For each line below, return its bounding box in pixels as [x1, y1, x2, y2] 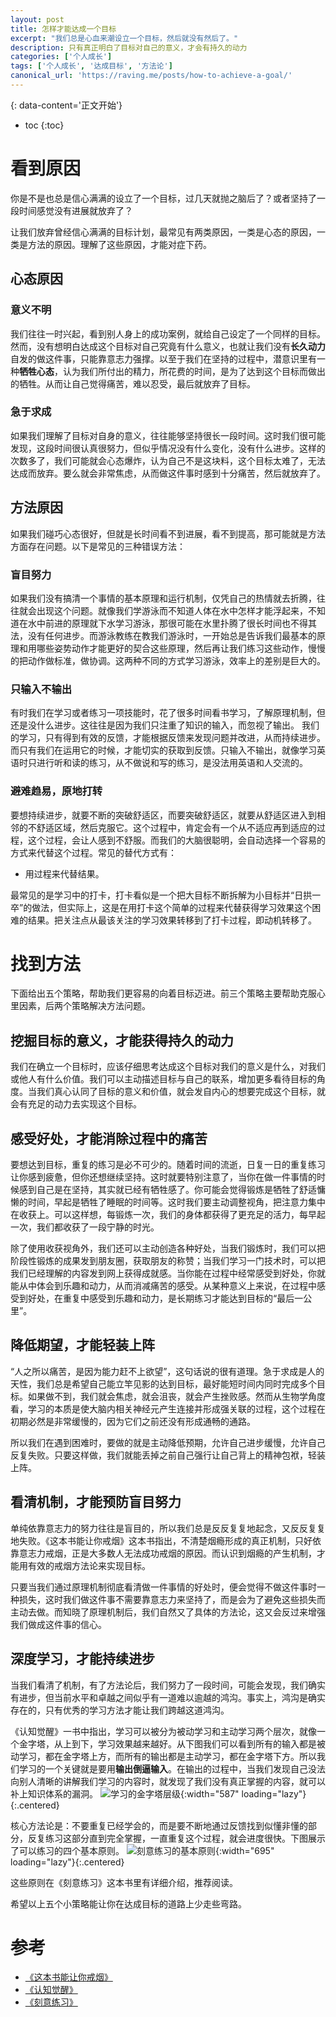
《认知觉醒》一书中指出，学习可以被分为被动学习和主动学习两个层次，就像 [10, 1725, 317, 1737]
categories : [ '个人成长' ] [10, 52, 113, 62]
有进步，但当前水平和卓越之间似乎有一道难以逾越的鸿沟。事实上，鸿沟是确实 [10, 1691, 326, 1703]
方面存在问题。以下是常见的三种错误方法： [10, 540, 186, 552]
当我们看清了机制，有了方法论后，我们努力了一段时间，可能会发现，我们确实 [10, 1679, 326, 1691]
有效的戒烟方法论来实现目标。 [27, 1559, 151, 1571]
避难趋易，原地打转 [10, 784, 103, 798]
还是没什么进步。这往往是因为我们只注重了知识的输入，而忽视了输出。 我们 [10, 719, 320, 731]
